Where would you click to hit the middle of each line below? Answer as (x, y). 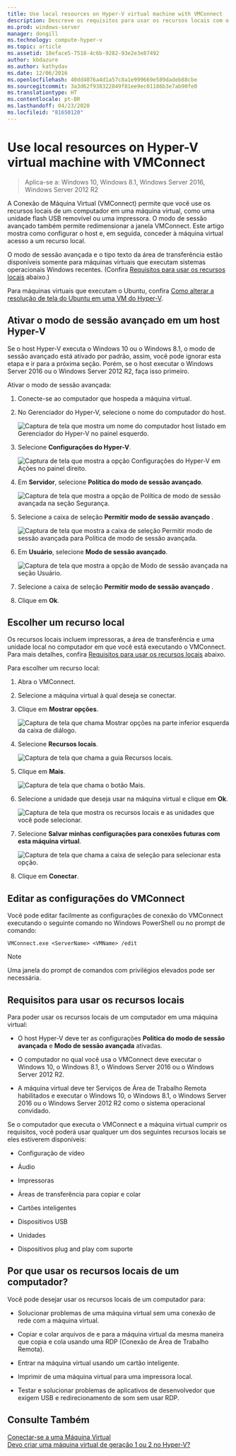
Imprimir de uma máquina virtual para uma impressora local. (105, 1376)
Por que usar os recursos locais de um (93, 1271)
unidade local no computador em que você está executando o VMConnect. (117, 647)
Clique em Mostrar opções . (58, 709)
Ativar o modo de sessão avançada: (59, 384)
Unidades (31, 1235)
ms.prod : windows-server (44, 27)
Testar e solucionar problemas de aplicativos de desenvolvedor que (116, 1390)
